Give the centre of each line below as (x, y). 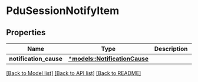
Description (171, 49)
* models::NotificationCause (108, 59)
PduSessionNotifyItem (63, 11)
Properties (26, 33)
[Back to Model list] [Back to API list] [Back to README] (74, 73)
